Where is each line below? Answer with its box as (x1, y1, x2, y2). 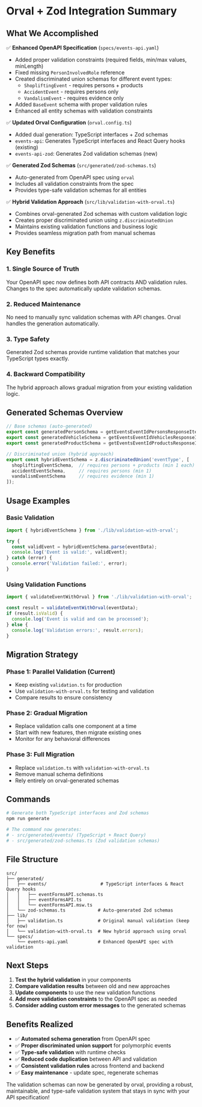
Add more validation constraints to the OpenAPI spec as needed (14, 995, 177, 1002)
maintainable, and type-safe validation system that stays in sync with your (6, 1087, 190, 1095)
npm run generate (6, 816, 50, 822)
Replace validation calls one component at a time (14, 723, 137, 730)
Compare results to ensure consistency (14, 694, 112, 701)
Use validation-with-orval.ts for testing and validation (14, 687, 155, 695)
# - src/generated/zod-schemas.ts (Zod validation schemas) (6, 838, 161, 844)
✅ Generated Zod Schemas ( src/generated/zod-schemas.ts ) (6, 162, 156, 169)
